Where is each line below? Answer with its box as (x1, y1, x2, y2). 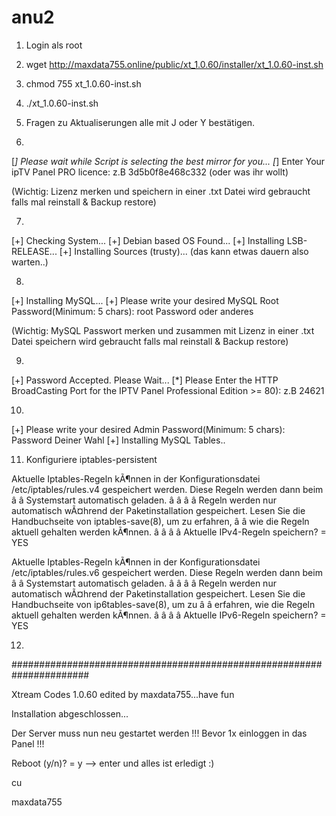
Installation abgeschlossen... (11, 707, 129, 720)
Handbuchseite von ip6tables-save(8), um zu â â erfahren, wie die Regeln (11, 598, 316, 610)
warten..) (11, 256, 49, 268)
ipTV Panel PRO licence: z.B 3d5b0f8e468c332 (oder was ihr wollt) (11, 166, 289, 178)
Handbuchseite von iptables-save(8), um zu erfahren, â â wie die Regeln (11, 515, 310, 527)
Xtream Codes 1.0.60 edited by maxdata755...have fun (11, 688, 235, 700)
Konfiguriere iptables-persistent (25, 453, 158, 465)
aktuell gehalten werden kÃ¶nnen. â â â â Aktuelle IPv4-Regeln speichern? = (11, 526, 327, 538)
